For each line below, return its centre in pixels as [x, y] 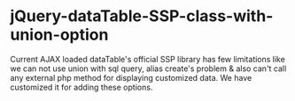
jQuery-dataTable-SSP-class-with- [142, 16]
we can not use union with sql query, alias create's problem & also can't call [148, 69]
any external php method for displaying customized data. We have [131, 77]
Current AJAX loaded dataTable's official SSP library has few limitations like [148, 59]
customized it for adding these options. [82, 87]
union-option [59, 35]
